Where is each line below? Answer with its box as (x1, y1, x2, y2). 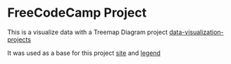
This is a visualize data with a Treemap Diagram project (7, 28, 168, 36)
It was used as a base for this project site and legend (7, 49, 161, 57)
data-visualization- (168, 28, 224, 36)
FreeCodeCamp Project (7, 5, 147, 21)
